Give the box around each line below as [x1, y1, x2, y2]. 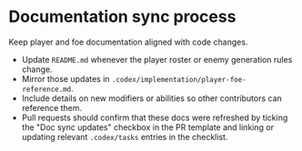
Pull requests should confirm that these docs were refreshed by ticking [21, 112, 288, 123]
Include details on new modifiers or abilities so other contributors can [21, 93, 283, 104]
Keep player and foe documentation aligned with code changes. [8, 36, 248, 47]
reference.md [21, 85, 72, 94]
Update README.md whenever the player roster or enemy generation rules [21, 54, 293, 65]
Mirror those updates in [21, 73, 110, 84]
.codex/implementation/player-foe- [111, 75, 247, 84]
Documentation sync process [8, 6, 237, 27]
